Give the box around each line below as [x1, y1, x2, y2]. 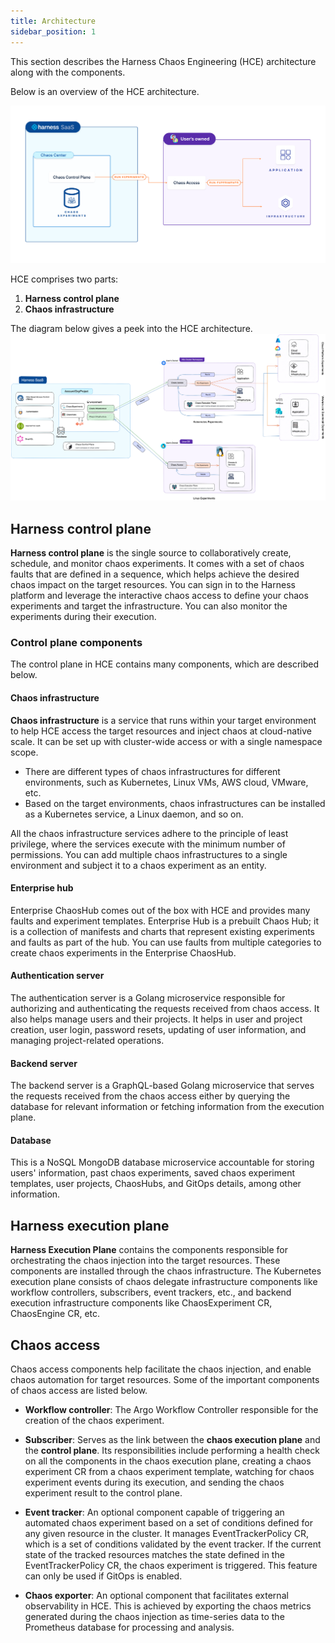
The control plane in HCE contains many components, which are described [10, 658, 320, 670]
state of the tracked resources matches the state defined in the [24, 1548, 285, 1560]
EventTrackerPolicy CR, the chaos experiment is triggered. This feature [24, 1559, 318, 1571]
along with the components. [10, 66, 126, 78]
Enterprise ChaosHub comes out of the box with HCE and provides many [10, 904, 311, 916]
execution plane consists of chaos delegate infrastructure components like [10, 1276, 318, 1288]
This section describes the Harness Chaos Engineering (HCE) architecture [10, 55, 317, 67]
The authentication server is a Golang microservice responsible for [10, 991, 286, 1004]
